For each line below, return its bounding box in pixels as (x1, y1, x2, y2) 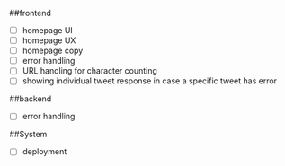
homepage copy (22, 45, 84, 57)
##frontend (9, 8, 52, 18)
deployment (22, 146, 67, 157)
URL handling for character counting (22, 66, 157, 76)
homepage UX (22, 35, 76, 46)
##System (9, 129, 48, 140)
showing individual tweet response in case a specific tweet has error (22, 75, 277, 86)
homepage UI (22, 25, 74, 35)
